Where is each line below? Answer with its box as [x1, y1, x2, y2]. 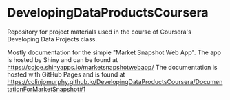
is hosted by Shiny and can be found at [7, 55, 118, 63]
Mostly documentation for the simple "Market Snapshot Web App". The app [7, 48, 222, 57]
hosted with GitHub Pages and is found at [7, 70, 125, 79]
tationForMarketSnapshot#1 [7, 85, 86, 93]
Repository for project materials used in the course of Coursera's [7, 28, 191, 36]
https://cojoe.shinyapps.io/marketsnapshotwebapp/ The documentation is [7, 63, 218, 71]
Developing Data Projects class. [7, 34, 98, 43]
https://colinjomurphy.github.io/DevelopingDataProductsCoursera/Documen [7, 77, 223, 86]
